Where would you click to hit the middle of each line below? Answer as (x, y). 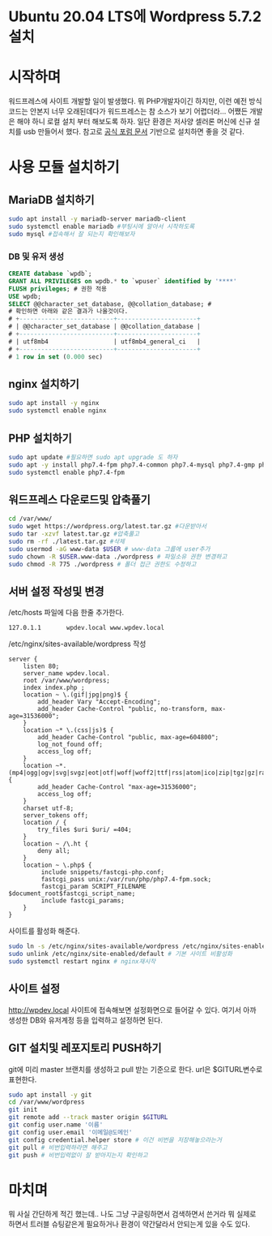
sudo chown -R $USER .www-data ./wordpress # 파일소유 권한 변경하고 (118, 557)
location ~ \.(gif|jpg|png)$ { (76, 695)
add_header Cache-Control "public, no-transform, (123, 709)
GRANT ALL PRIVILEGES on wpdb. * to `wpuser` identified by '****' (123, 281)
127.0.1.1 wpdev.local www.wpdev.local (86, 628)
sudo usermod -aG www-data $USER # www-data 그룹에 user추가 (109, 549)
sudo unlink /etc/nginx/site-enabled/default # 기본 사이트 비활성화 (121, 954)
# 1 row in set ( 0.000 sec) (56, 357)
